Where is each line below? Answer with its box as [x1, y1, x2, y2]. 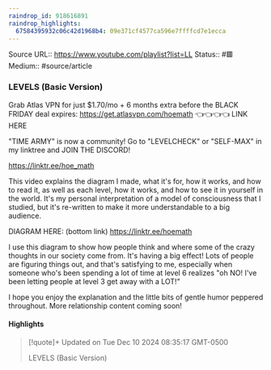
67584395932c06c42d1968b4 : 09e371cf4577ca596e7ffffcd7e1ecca [15, 27, 227, 35]
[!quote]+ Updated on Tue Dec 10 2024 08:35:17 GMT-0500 [28, 337, 229, 347]
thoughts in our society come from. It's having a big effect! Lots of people [8, 250, 254, 260]
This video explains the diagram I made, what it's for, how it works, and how [8, 176, 261, 186]
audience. [8, 211, 42, 220]
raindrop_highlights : [8, 19, 82, 28]
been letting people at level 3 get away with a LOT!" [8, 276, 180, 286]
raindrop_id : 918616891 [8, 11, 89, 20]
